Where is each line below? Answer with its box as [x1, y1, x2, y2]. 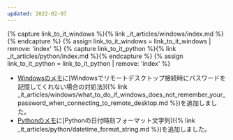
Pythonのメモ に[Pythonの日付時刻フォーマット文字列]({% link [17, 116, 195, 125]
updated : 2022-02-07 [7, 10, 68, 17]
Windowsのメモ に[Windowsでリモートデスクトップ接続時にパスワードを [17, 73, 226, 82]
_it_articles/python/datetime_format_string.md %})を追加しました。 [17, 125, 211, 133]
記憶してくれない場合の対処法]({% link [17, 82, 128, 91]
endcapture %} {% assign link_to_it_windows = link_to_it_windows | [17, 36, 211, 45]
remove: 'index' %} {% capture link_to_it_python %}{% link [7, 44, 176, 52]
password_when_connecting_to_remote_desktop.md [17, 99, 169, 107]
